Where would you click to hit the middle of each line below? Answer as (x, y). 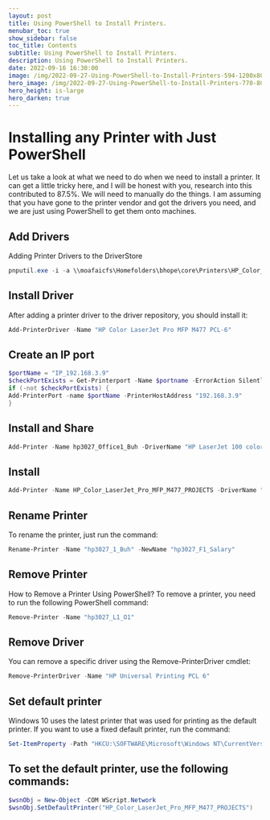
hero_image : (28, 83)
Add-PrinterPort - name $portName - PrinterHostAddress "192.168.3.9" (125, 396)
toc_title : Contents (43, 46)
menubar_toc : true (39, 31)
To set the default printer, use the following (119, 769)
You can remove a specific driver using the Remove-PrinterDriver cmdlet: (130, 662)
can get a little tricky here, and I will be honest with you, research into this (130, 186)
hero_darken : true (39, 98)
